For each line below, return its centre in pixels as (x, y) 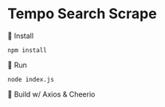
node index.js (31, 79)
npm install (27, 50)
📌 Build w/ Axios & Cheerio (51, 94)
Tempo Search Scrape (82, 14)
